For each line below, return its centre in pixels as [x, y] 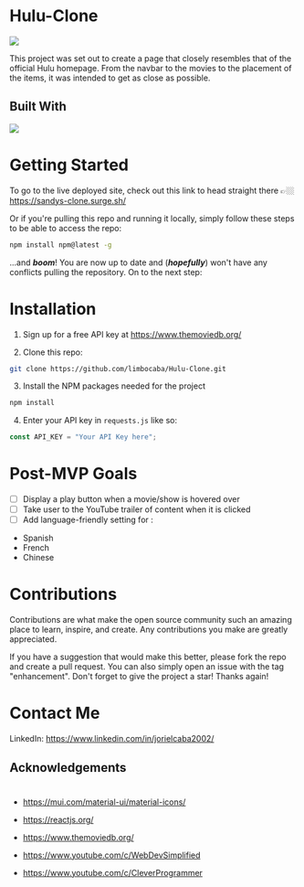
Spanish [38, 538]
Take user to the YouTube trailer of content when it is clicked [136, 509]
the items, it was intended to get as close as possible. [110, 78]
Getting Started [69, 165]
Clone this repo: [52, 352]
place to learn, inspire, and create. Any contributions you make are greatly [149, 630]
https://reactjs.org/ [58, 819]
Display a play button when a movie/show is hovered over [131, 499]
